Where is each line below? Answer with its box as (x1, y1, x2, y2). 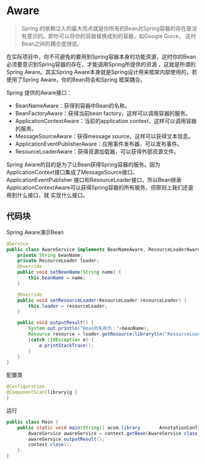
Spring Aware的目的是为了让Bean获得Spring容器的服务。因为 (6, 160, 160, 168)
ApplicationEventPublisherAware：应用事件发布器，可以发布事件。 (15, 140, 183, 147)
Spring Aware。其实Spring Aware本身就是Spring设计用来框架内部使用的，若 (6, 68, 197, 75)
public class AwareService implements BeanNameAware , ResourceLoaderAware (6, 246, 201, 253)
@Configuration (6, 384, 45, 390)
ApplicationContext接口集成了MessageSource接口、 (6, 168, 138, 176)
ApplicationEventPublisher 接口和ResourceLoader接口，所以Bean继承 (6, 176, 182, 184)
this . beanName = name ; (28, 275, 86, 281)
